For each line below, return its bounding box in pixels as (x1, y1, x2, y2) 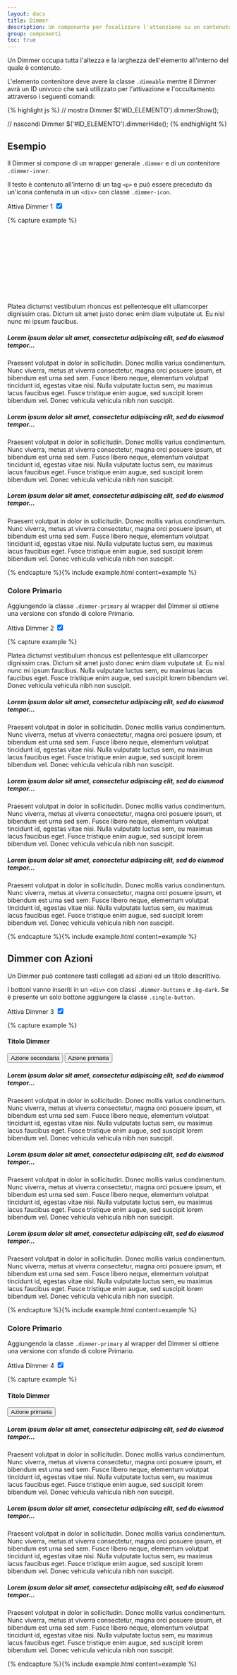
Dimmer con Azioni (7, 952, 93, 965)
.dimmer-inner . (7, 166, 51, 175)
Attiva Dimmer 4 (7, 1362, 54, 1370)
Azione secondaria (11, 1054, 60, 1062)
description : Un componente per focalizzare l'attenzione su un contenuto (7, 23, 232, 30)
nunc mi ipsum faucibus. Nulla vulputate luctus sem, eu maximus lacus (7, 666, 213, 675)
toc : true (7, 37, 37, 44)
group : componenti (7, 30, 61, 37)
